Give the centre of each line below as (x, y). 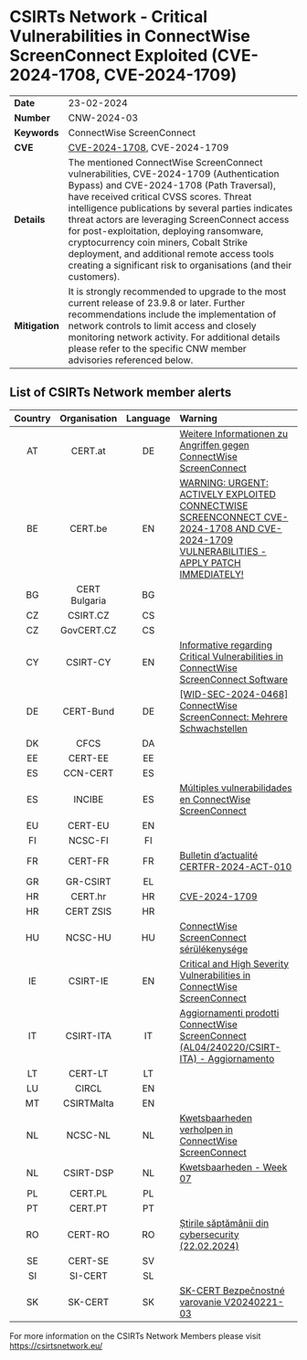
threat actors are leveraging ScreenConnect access (179, 219)
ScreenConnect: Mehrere (233, 717)
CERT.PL (89, 1193)
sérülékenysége (214, 949)
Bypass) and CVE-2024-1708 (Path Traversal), (172, 185)
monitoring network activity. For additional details (174, 337)
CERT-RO (88, 1234)
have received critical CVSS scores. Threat (160, 197)
